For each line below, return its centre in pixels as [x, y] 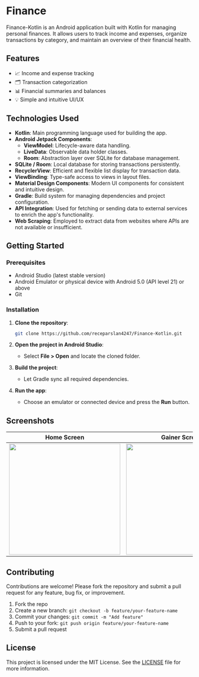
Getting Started [35, 246]
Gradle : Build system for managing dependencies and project [90, 195]
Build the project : [36, 368]
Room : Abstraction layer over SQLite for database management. [102, 158]
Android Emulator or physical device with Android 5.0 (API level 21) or [99, 282]
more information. [28, 668]
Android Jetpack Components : [53, 139]
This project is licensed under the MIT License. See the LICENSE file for [94, 662]
